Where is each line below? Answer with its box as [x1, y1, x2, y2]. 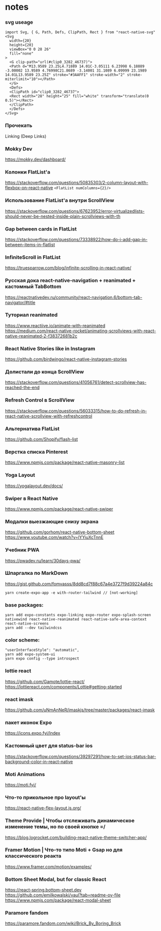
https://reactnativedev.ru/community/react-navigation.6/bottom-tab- [5, 294, 143, 300]
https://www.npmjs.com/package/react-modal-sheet [5, 897, 111, 903]
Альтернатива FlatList [5, 425, 60, 432]
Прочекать [5, 122, 33, 129]
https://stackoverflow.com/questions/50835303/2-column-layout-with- [5, 180, 148, 186]
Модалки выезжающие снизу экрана [5, 518, 99, 525]
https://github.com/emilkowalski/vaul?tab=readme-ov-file [5, 892, 121, 898]
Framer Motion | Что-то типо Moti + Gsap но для [5, 847, 123, 854]
